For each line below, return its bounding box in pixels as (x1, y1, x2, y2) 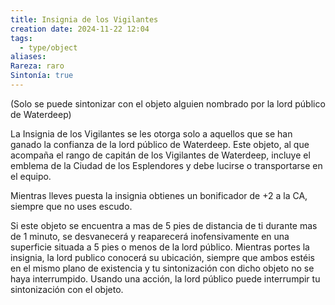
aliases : (10, 52, 47, 62)
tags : (10, 33, 33, 43)
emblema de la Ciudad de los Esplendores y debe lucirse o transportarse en (10, 159, 323, 171)
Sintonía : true (10, 71, 74, 81)
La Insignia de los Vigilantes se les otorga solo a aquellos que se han (10, 127, 293, 140)
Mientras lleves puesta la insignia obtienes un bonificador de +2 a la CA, (10, 189, 308, 201)
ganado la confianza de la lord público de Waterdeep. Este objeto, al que (10, 138, 310, 150)
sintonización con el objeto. (10, 283, 124, 295)
